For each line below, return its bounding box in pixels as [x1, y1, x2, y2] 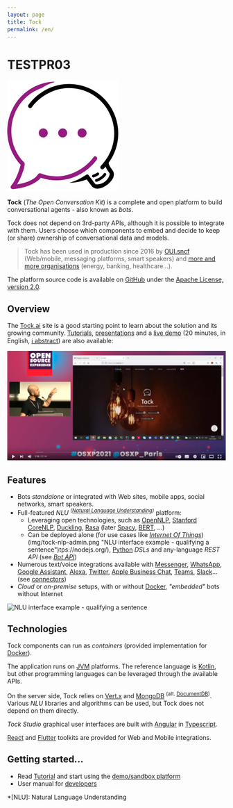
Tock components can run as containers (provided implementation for [7, 641, 207, 650]
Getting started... [7, 754, 84, 766]
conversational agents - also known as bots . [7, 206, 134, 214]
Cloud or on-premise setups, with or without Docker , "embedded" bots [17, 582, 220, 591]
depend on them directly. [7, 707, 79, 715]
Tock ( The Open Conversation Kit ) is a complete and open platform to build [7, 198, 223, 206]
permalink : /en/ [7, 26, 54, 33]
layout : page [7, 11, 45, 18]
